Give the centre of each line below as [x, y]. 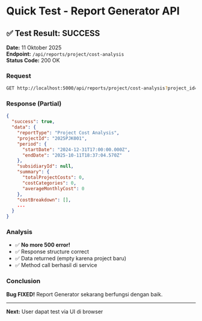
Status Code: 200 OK [33, 60]
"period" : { [32, 144]
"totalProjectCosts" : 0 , [53, 178]
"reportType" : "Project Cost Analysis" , [68, 133]
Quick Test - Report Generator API [93, 11]
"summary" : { [33, 172]
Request [19, 76]
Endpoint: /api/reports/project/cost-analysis [65, 54]
